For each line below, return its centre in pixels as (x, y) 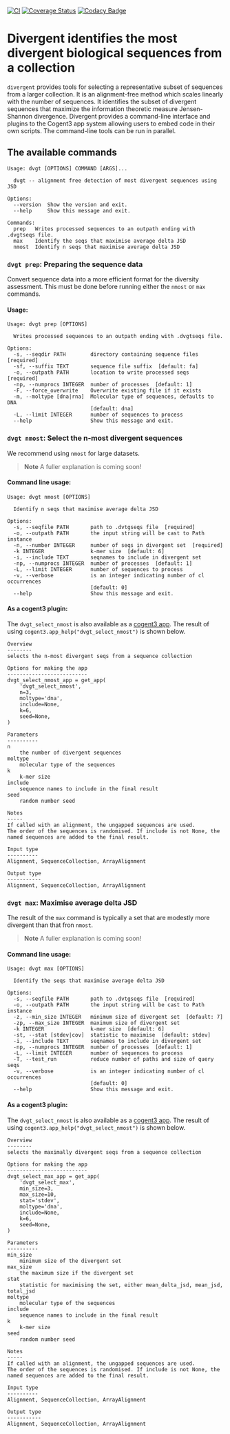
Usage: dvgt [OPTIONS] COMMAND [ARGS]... (67, 168)
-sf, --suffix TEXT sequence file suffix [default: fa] (106, 367)
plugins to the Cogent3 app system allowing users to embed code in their (111, 123)
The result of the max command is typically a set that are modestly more (108, 918)
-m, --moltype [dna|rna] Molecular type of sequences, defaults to (114, 397)
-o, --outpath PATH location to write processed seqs (101, 372)
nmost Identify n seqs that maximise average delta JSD (97, 247)
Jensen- (191, 109)
